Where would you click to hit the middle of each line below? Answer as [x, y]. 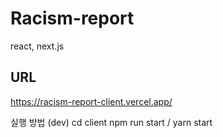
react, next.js [37, 46]
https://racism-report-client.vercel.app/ [91, 101]
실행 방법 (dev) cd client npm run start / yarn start [111, 122]
